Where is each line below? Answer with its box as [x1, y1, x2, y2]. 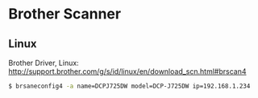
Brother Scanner [8, 5, 122, 23]
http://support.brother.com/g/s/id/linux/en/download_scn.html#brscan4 [8, 67, 247, 76]
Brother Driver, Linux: [8, 58, 79, 67]
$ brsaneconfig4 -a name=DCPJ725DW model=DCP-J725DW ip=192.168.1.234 [8, 82, 251, 90]
